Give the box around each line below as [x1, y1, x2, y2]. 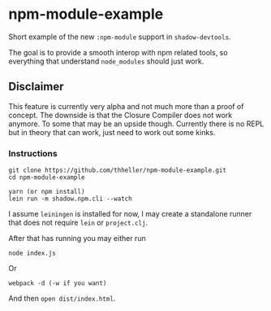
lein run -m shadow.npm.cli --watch [8, 195, 132, 204]
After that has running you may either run [8, 234, 146, 243]
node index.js [8, 249, 57, 257]
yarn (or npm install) [8, 188, 85, 196]
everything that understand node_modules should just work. [8, 56, 204, 66]
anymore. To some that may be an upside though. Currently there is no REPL [8, 119, 265, 129]
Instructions [8, 147, 58, 159]
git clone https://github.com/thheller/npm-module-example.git [8, 166, 227, 175]
